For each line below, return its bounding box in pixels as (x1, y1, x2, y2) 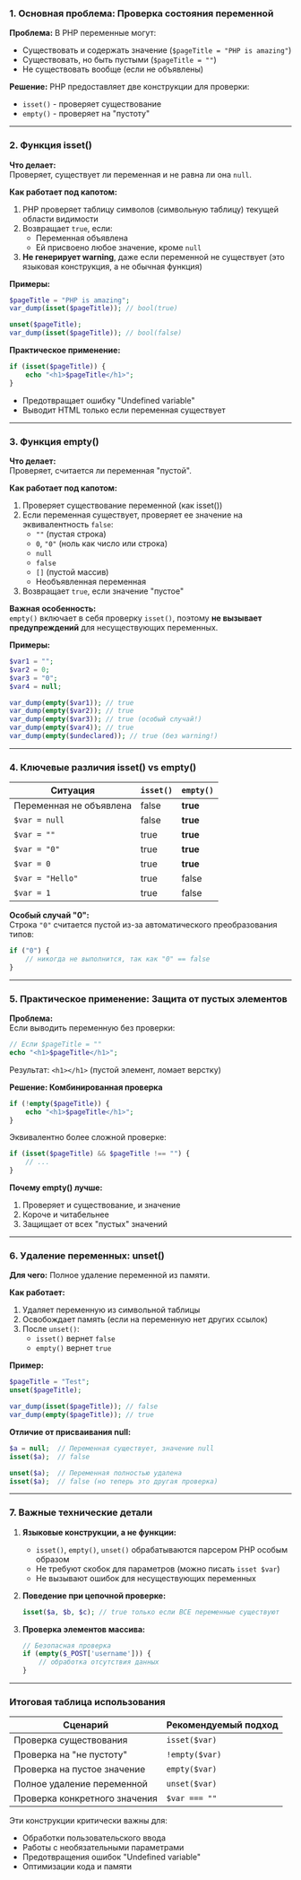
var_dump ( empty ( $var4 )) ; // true (9, 723, 134, 733)
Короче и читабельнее (21, 1209, 109, 1220)
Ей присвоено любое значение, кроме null (35, 241, 202, 253)
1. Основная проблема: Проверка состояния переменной (9, 7, 274, 20)
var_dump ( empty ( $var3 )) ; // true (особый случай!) (9, 715, 202, 724)
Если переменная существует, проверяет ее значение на (21, 509, 244, 520)
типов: (9, 929, 34, 940)
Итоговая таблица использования (9, 1696, 166, 1708)
